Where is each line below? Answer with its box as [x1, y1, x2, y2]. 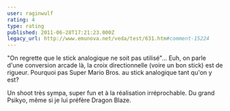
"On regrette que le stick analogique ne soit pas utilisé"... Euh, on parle [7, 54, 207, 62]
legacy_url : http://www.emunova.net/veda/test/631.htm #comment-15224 [7, 35, 210, 42]
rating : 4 [7, 16, 36, 23]
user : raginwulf [7, 10, 53, 17]
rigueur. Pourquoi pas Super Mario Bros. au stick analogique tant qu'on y [7, 69, 212, 77]
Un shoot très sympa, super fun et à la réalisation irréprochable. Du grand [7, 89, 215, 97]
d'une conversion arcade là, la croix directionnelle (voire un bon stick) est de [7, 61, 223, 69]
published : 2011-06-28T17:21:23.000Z [7, 29, 115, 36]
